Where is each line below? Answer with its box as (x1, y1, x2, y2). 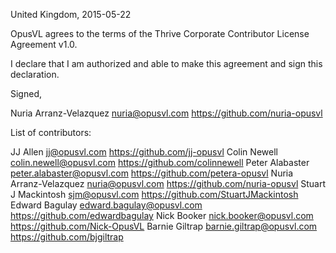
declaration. (10, 69, 60, 80)
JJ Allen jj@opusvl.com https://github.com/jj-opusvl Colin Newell (10, 146, 278, 158)
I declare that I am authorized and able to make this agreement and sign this (10, 58, 323, 69)
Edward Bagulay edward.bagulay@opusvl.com (10, 199, 203, 211)
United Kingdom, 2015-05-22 (10, 9, 132, 20)
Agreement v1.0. (10, 39, 78, 50)
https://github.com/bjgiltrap (10, 231, 124, 243)
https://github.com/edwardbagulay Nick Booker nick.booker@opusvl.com (10, 210, 314, 221)
